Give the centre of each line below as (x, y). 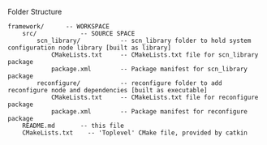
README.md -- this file (73, 126)
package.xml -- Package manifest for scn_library (149, 69)
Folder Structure (35, 12)
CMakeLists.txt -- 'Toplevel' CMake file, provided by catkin (135, 133)
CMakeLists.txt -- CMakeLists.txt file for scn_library (155, 55)
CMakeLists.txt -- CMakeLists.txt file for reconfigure (155, 97)
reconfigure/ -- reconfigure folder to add (129, 83)
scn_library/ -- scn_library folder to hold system (144, 41)
